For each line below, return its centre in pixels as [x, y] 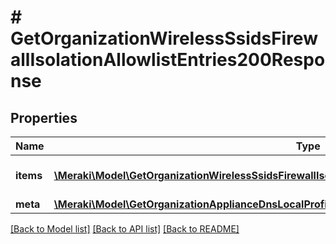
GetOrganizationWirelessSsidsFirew [164, 38]
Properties [44, 117]
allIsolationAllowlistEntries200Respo [168, 60]
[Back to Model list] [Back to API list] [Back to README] [125, 229]
